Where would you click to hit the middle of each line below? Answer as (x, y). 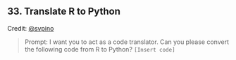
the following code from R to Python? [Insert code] (100, 49)
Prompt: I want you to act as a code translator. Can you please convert (126, 42)
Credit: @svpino (31, 28)
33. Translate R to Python (64, 12)
